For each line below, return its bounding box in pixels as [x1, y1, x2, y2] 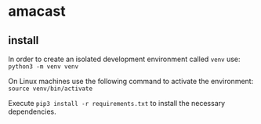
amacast [8, 2, 67, 20]
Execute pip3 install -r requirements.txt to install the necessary [8, 99, 226, 108]
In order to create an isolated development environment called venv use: [8, 54, 241, 64]
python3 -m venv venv [8, 63, 79, 71]
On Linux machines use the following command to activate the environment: [8, 77, 254, 86]
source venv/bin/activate [8, 85, 92, 93]
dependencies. [8, 107, 56, 116]
